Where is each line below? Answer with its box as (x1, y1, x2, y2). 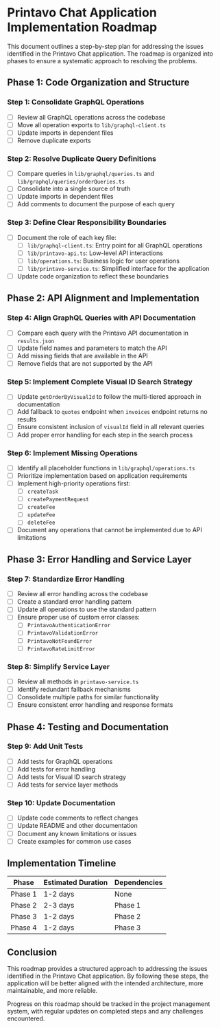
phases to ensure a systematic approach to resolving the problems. (7, 56, 197, 65)
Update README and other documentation (16, 822, 138, 830)
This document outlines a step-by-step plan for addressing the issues (7, 42, 204, 50)
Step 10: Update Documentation (7, 798, 116, 808)
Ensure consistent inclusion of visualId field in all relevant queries (16, 423, 205, 431)
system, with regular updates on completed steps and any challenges (7, 1007, 204, 1016)
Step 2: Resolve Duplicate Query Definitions (7, 153, 156, 163)
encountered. (7, 1014, 45, 1022)
